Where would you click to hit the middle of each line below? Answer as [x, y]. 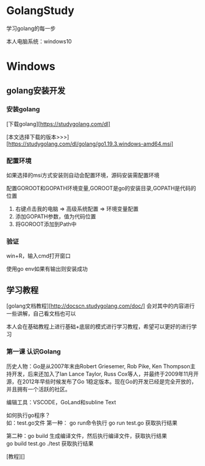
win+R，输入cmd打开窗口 [39, 256]
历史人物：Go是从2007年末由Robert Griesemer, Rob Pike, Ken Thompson [98, 366]
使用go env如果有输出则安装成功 [47, 269]
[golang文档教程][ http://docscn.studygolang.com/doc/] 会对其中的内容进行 [101, 306]
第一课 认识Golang [34, 352]
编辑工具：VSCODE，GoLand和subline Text [61, 402]
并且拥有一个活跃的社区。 [38, 389]
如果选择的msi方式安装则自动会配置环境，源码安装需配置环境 [83, 176]
